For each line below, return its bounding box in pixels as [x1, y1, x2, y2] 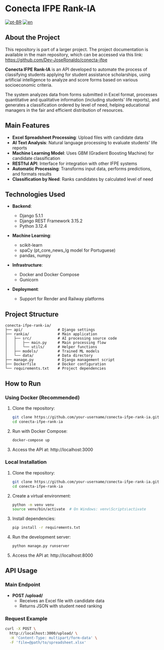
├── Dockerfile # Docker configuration [5, 362, 106, 367]
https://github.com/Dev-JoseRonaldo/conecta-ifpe [5, 57, 108, 63]
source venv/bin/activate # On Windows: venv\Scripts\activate [12, 507, 146, 512]
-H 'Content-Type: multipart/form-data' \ [9, 635, 97, 640]
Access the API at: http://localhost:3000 [12, 446, 94, 452]
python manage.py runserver [12, 544, 70, 548]
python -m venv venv [12, 502, 54, 507]
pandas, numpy [19, 253, 51, 259]
